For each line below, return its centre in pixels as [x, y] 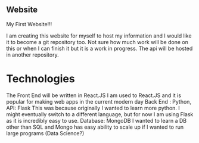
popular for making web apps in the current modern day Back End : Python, [99, 101]
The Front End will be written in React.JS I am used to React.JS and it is [94, 95]
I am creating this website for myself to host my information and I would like [99, 36]
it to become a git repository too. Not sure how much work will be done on [97, 42]
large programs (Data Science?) [45, 133]
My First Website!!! [29, 24]
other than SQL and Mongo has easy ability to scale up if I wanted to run [95, 127]
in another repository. [32, 55]
